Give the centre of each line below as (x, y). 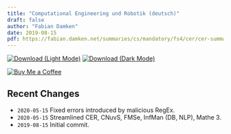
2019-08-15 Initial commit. (53, 124)
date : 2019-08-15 (32, 33)
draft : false (26, 20)
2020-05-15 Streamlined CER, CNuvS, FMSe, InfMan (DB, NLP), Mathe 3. (119, 117)
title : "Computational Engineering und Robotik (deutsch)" (93, 13)
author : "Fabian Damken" (43, 26)
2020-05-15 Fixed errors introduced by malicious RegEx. (96, 110)
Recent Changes (44, 93)
